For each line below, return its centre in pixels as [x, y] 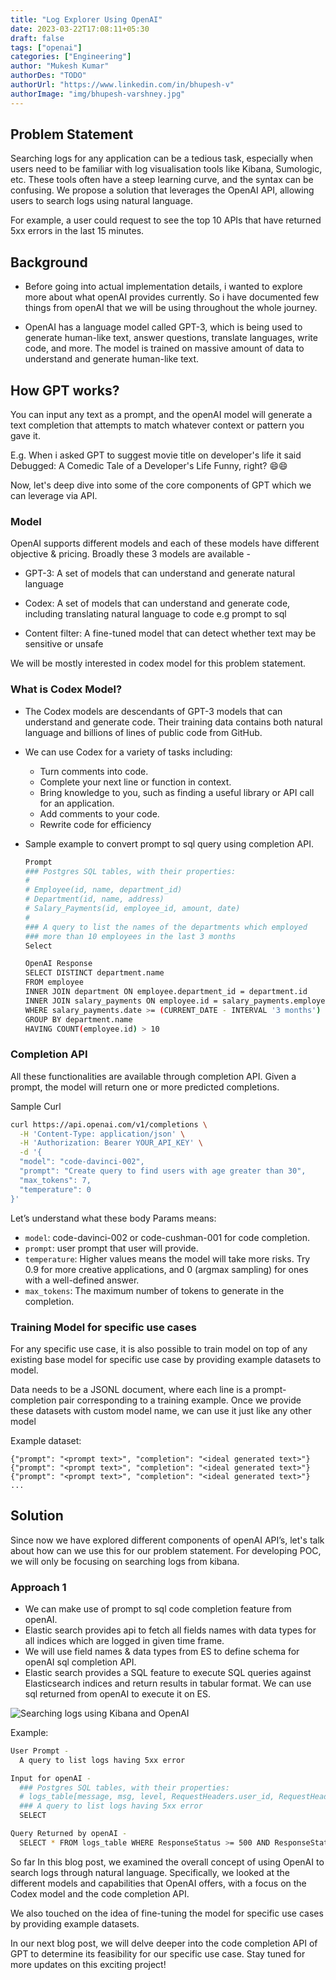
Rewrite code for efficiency [95, 824]
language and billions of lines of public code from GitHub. [143, 732]
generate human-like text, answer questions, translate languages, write [171, 338]
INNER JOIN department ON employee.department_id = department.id [166, 992]
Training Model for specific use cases [103, 1327]
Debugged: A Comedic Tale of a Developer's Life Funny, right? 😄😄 [149, 466]
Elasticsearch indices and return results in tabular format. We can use [168, 1683]
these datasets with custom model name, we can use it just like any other [161, 1410]
